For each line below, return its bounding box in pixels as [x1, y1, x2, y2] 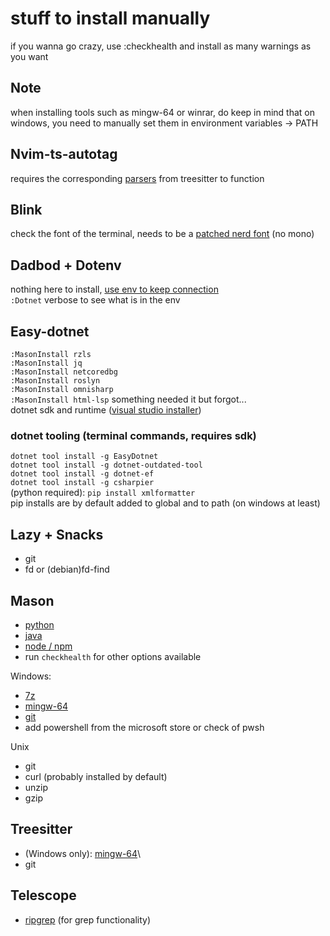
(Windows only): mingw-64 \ [24, 847, 142, 859]
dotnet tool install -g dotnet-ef [10, 469, 155, 479]
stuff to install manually [10, 7, 211, 30]
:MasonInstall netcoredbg [10, 367, 118, 377]
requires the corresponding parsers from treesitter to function [10, 172, 265, 184]
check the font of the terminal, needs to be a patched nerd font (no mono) [10, 228, 315, 240]
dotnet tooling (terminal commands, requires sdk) [10, 428, 257, 442]
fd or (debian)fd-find [24, 563, 110, 576]
